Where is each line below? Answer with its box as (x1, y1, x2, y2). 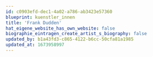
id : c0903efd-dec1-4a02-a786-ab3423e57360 (5, 8, 113, 15)
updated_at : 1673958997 (5, 42, 65, 48)
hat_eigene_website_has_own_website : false (5, 25, 115, 31)
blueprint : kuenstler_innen (5, 14, 76, 20)
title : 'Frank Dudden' (5, 20, 62, 26)
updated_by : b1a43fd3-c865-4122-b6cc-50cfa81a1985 (5, 36, 134, 42)
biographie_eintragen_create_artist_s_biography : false (5, 31, 147, 37)
